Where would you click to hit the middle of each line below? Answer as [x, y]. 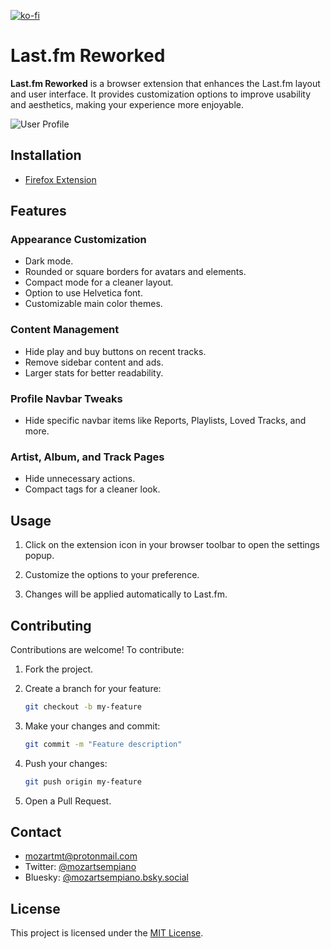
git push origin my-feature [83, 781]
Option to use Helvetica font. [83, 293]
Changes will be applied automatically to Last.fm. [126, 594]
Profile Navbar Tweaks [66, 398]
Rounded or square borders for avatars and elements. [135, 272]
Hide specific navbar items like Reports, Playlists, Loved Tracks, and [165, 421]
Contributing [51, 625]
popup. [39, 556]
